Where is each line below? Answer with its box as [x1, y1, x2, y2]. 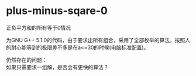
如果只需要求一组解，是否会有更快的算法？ [6, 63, 109, 71]
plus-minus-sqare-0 [6, 4, 108, 18]
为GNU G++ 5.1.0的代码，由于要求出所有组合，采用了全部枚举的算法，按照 [6, 36, 185, 43]
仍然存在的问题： [6, 56, 47, 63]
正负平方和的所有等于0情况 [6, 24, 71, 31]
